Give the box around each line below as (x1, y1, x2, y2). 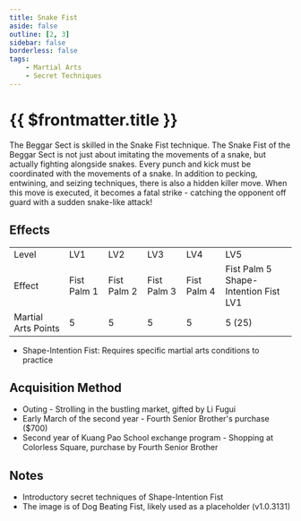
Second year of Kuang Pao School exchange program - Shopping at (21, 432, 273, 443)
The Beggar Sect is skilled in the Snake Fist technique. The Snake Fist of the (9, 140, 291, 150)
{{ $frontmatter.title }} (9, 109, 178, 130)
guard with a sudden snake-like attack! (9, 196, 153, 207)
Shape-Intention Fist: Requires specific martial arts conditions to (21, 345, 260, 355)
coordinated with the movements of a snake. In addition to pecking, (9, 167, 258, 179)
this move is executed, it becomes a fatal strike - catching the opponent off (9, 187, 287, 198)
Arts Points (13, 321, 60, 334)
